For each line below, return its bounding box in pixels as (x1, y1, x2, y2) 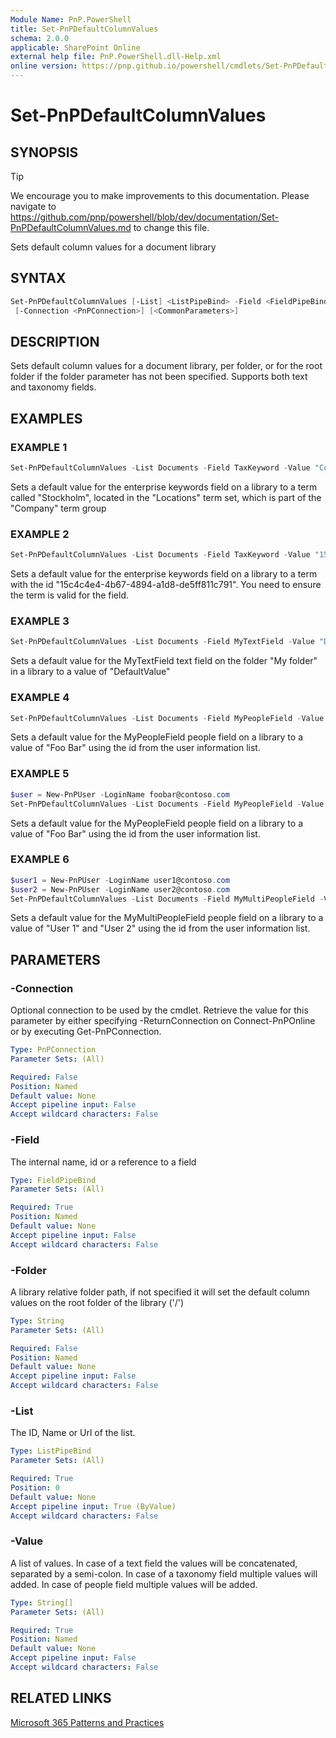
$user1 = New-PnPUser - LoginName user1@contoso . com (10, 875, 230, 885)
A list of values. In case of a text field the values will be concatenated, (10, 1557, 298, 1569)
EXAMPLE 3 (10, 614, 70, 628)
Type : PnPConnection (10, 1045, 97, 1055)
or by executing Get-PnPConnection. (10, 1026, 162, 1038)
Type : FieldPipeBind (10, 1175, 97, 1185)
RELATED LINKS (10, 1690, 112, 1707)
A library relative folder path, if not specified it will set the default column (10, 1286, 310, 1298)
